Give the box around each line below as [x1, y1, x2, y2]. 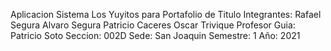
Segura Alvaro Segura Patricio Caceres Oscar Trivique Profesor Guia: [10, 19, 296, 31]
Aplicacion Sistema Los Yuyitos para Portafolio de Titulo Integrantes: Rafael [10, 9, 322, 20]
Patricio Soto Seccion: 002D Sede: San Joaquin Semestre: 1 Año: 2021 [10, 30, 301, 41]
